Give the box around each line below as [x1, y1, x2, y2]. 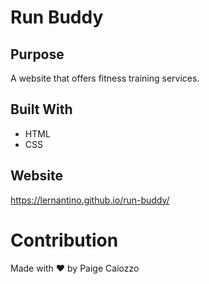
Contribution [10, 229, 119, 251]
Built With [10, 101, 73, 118]
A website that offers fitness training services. [10, 72, 200, 84]
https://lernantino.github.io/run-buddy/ [10, 194, 170, 206]
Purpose [10, 46, 65, 63]
